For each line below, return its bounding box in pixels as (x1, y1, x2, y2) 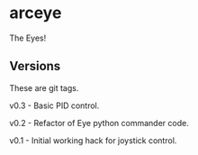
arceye (9, 3, 62, 23)
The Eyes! (9, 32, 47, 43)
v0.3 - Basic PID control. (9, 100, 100, 111)
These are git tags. (9, 82, 79, 93)
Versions (9, 59, 61, 74)
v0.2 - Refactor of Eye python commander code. (9, 117, 189, 128)
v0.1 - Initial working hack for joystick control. (9, 134, 177, 146)
